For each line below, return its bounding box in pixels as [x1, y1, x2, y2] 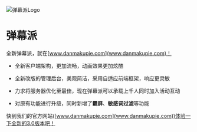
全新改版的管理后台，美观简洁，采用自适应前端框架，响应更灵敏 [14, 74, 170, 82]
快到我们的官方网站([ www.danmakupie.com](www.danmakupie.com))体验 [6, 112, 186, 119]
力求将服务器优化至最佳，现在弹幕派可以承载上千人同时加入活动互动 [14, 87, 180, 94]
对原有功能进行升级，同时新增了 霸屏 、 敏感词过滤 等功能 [14, 100, 149, 107]
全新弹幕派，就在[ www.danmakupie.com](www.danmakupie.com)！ [6, 49, 172, 57]
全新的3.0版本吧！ [11, 120, 55, 127]
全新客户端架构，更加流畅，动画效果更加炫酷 [14, 62, 124, 69]
